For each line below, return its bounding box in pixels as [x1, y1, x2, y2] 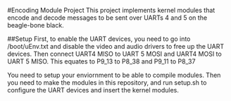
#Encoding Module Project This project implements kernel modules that [7, 6, 216, 14]
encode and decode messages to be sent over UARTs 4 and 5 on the [7, 13, 208, 22]
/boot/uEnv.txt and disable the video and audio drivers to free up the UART [7, 42, 224, 50]
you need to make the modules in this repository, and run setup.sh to [7, 78, 207, 87]
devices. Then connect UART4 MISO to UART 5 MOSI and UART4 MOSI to [7, 49, 222, 58]
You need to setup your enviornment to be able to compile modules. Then [7, 71, 221, 79]
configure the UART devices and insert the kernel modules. [7, 86, 180, 94]
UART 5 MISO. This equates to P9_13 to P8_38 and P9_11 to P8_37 [7, 57, 196, 66]
